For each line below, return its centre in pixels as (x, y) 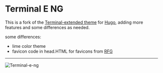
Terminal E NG (34, 9)
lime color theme (29, 46)
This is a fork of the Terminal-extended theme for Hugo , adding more (74, 22)
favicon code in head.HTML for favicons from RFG (62, 51)
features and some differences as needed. (47, 27)
